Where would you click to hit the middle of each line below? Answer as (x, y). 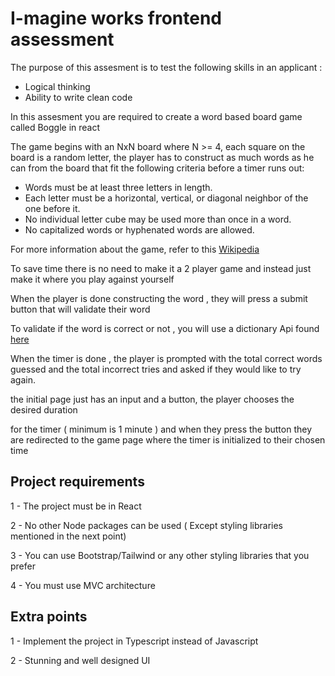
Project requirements (77, 482)
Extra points (49, 617)
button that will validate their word (80, 309)
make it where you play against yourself (92, 279)
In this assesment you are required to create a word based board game (156, 116)
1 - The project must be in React (76, 506)
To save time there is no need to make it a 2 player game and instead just (161, 268)
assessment (62, 39)
